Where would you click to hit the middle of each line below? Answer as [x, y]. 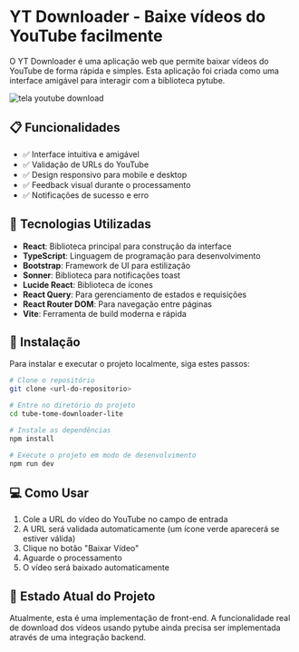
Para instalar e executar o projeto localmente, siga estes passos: [130, 364]
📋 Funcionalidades [65, 128]
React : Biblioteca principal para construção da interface [127, 246]
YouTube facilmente [86, 36]
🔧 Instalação [45, 342]
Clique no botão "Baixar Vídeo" [81, 548]
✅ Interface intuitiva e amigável [81, 154]
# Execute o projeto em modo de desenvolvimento [103, 455]
